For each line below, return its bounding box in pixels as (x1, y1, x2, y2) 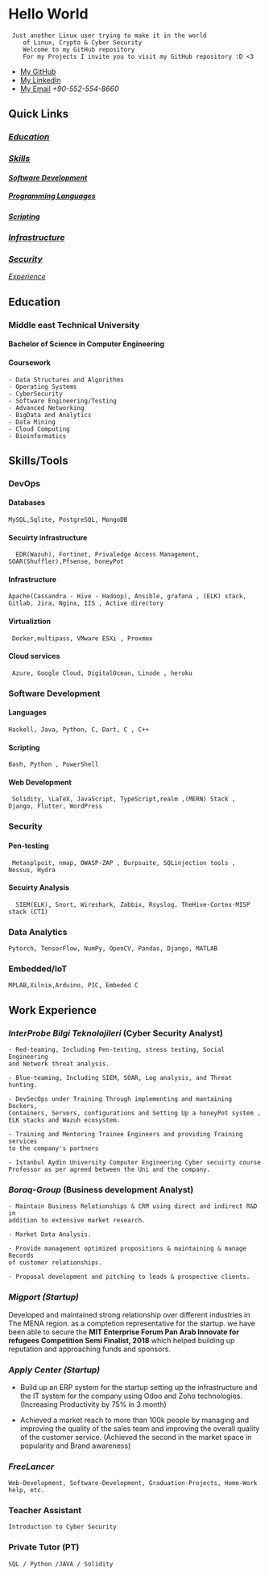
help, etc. (8, 1487, 45, 1495)
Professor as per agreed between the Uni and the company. (8, 1165, 211, 1173)
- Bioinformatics (8, 432, 67, 440)
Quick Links (8, 107, 69, 121)
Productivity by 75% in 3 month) (59, 1399, 167, 1409)
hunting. (8, 1081, 38, 1089)
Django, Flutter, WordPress (8, 802, 103, 810)
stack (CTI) (8, 908, 48, 916)
